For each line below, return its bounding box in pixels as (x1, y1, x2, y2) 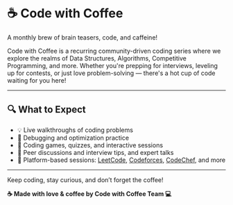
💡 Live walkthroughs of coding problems (17, 126, 134, 134)
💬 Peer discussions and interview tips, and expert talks (17, 148, 174, 156)
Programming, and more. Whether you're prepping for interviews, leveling (7, 61, 218, 69)
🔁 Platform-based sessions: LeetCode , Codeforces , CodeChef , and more (17, 156, 226, 164)
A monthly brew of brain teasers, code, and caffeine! (7, 33, 158, 42)
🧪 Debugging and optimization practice (17, 133, 130, 142)
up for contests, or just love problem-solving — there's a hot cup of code (7, 69, 216, 77)
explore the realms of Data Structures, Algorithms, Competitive (7, 54, 187, 63)
